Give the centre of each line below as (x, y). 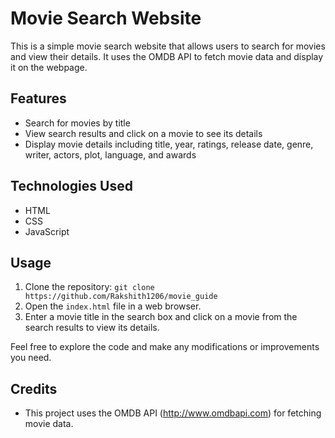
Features (38, 98)
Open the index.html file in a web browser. (113, 306)
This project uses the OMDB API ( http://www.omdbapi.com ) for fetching (173, 413)
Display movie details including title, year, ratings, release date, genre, (169, 144)
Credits (34, 388)
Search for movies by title (77, 123)
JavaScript (47, 231)
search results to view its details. (92, 328)
